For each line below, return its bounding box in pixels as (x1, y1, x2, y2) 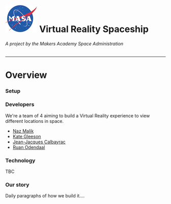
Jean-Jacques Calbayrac (12, 139, 66, 145)
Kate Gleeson (12, 133, 41, 139)
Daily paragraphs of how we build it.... (5, 193, 85, 199)
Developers (5, 101, 35, 108)
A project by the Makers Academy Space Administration (5, 40, 124, 46)
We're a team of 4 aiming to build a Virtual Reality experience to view (5, 112, 150, 119)
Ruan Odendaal (12, 144, 45, 150)
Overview (5, 69, 47, 81)
